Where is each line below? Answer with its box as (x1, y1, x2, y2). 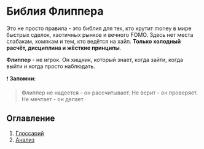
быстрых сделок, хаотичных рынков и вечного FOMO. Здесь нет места (6, 31, 194, 38)
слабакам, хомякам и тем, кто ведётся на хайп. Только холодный (6, 37, 181, 45)
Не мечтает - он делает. (21, 95, 85, 102)
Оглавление (6, 113, 55, 124)
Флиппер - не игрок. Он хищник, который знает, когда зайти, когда (6, 56, 183, 63)
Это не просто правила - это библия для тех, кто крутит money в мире (6, 25, 192, 32)
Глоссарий (15, 129, 44, 137)
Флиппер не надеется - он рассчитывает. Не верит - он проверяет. (21, 89, 198, 96)
